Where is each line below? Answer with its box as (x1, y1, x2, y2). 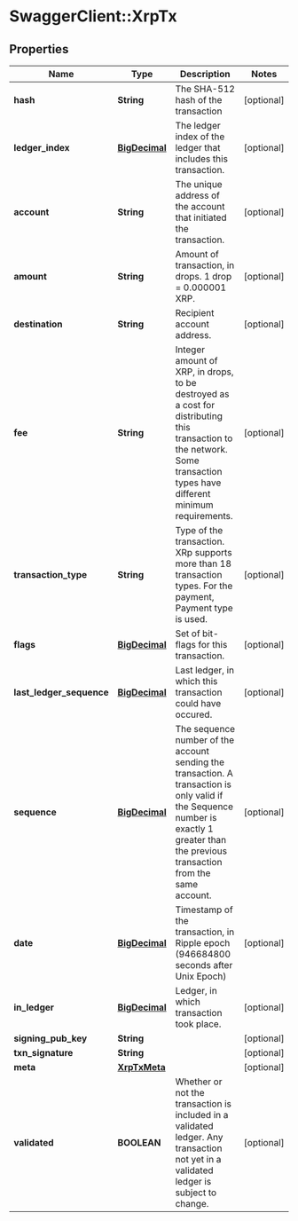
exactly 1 (175, 823, 215, 835)
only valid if (175, 790, 223, 801)
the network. (175, 444, 228, 455)
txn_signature (13, 1047, 74, 1059)
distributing (175, 410, 223, 422)
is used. (175, 613, 208, 625)
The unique (175, 178, 223, 190)
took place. (175, 1018, 222, 1030)
